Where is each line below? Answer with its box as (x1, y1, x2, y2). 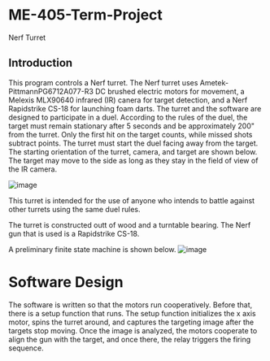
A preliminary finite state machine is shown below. (8, 244, 176, 254)
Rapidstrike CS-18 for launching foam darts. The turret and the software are (8, 103, 262, 113)
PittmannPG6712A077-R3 (8, 86, 94, 96)
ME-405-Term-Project (8, 6, 163, 24)
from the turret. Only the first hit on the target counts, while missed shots (8, 129, 253, 139)
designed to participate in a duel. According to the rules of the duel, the (8, 112, 248, 122)
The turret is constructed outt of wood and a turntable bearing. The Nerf (8, 220, 251, 229)
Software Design (8, 272, 124, 291)
